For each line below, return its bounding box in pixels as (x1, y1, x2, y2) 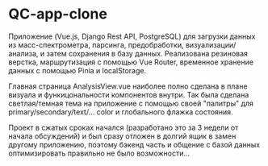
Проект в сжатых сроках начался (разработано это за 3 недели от (8, 122, 239, 132)
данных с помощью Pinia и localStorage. (8, 65, 147, 75)
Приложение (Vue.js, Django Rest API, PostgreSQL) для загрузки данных (8, 31, 256, 41)
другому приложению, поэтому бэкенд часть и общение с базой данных (8, 139, 261, 149)
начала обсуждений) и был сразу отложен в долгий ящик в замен (8, 131, 237, 141)
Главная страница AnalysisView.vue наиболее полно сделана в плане (8, 81, 248, 91)
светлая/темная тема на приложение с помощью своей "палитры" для (8, 98, 254, 108)
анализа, (8, 48, 39, 58)
